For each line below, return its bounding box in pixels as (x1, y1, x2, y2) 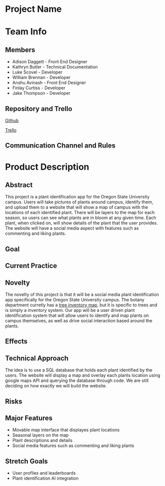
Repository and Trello (5, 105, 72, 113)
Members (5, 45, 35, 54)
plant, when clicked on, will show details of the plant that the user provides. (5, 220, 158, 226)
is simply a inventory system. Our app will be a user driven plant (5, 307, 135, 313)
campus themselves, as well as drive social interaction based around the (5, 317, 153, 324)
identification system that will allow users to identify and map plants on (5, 312, 149, 318)
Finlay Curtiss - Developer (12, 85, 66, 91)
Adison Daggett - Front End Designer (12, 59, 88, 65)
